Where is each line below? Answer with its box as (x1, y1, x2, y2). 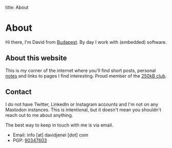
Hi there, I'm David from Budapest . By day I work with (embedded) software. (5, 39, 167, 45)
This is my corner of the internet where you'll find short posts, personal (5, 67, 156, 73)
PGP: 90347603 (12, 137, 47, 143)
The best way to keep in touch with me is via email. (5, 122, 113, 128)
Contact (5, 88, 32, 96)
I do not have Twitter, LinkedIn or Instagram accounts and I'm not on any (5, 101, 159, 107)
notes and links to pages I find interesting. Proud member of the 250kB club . (5, 72, 167, 79)
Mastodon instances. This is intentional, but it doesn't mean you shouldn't (5, 107, 162, 113)
